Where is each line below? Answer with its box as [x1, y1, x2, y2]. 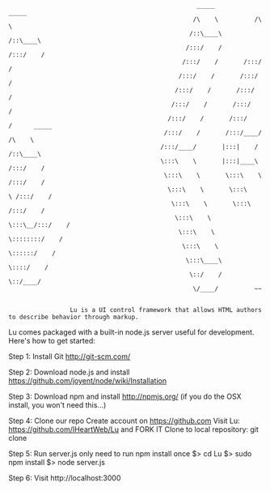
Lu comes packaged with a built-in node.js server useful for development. [8, 327, 255, 337]
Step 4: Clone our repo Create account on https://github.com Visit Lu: [8, 416, 240, 425]
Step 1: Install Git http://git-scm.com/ [8, 352, 131, 361]
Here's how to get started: [8, 336, 95, 345]
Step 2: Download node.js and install [8, 367, 131, 377]
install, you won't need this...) [8, 400, 107, 410]
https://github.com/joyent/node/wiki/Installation [8, 376, 167, 386]
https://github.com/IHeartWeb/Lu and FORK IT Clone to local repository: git [8, 425, 259, 434]
